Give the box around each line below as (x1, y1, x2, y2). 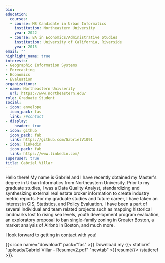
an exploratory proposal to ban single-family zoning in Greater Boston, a (5, 217, 154, 223)
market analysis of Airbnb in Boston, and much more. (5, 222, 115, 228)
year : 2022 (14, 30, 37, 35)
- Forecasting (5, 68, 35, 73)
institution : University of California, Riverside (14, 40, 122, 45)
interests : (5, 58, 28, 63)
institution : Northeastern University (14, 26, 95, 31)
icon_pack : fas (10, 109, 42, 115)
